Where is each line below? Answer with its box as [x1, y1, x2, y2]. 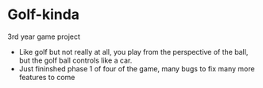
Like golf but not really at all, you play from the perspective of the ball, [18, 47, 249, 56]
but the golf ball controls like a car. [18, 55, 133, 65]
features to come [18, 72, 75, 82]
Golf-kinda [7, 6, 80, 24]
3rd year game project [7, 32, 81, 41]
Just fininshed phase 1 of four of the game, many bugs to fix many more [18, 63, 255, 73]
